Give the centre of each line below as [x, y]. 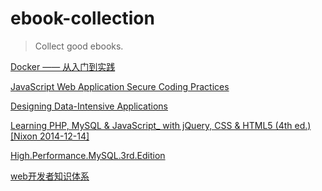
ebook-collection [82, 18]
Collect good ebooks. [79, 46]
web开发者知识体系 [50, 176]
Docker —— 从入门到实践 [63, 66]
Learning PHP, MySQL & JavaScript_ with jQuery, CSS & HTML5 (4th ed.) [161, 125]
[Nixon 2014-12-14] [50, 136]
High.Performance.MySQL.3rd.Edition [88, 155]
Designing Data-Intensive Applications [89, 106]
